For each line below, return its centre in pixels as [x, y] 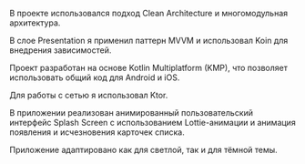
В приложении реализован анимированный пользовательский [131, 113]
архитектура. [35, 23]
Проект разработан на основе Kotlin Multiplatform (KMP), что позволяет [149, 68]
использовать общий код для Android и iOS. [95, 77]
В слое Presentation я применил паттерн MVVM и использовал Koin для [149, 41]
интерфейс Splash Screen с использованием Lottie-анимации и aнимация [152, 123]
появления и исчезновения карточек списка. [97, 132]
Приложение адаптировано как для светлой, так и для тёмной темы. [143, 150]
